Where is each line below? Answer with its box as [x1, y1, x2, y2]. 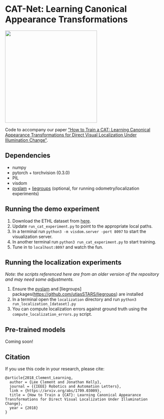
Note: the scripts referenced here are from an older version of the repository [5, 271, 159, 277]
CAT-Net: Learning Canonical [5, 3, 127, 15]
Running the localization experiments [5, 258, 121, 267]
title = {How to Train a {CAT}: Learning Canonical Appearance [9, 392, 141, 397]
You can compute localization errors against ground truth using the [12, 306, 148, 312]
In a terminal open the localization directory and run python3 [12, 297, 137, 302]
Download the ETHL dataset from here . [12, 218, 92, 224]
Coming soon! [5, 338, 33, 345]
